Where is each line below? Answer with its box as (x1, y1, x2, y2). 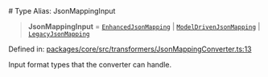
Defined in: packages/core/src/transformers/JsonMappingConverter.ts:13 (8, 44, 252, 54)
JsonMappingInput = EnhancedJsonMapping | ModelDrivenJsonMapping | (27, 22, 261, 31)
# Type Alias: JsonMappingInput (8, 6, 116, 15)
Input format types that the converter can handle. (8, 60, 171, 69)
